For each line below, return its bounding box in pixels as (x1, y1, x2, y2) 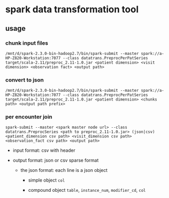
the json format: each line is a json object (20, 167, 108, 173)
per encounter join (5, 113, 52, 121)
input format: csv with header (12, 147, 76, 153)
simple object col (28, 177, 65, 183)
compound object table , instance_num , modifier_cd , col (28, 187, 146, 193)
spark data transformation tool (5, 4, 139, 15)
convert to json (5, 76, 44, 83)
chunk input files (5, 39, 48, 47)
